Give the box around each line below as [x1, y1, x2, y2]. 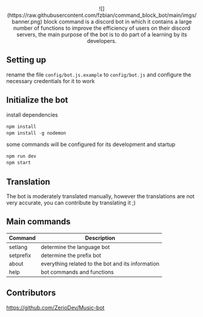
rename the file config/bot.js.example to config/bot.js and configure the [6, 71, 191, 78]
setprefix [8, 252, 32, 259]
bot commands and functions [41, 269, 114, 276]
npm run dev [6, 153, 36, 159]
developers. [87, 38, 117, 44]
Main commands [6, 216, 71, 227]
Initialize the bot [6, 95, 68, 105]
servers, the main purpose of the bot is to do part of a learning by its [16, 31, 187, 38]
